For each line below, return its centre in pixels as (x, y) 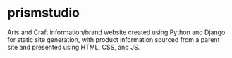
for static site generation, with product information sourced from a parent (114, 39)
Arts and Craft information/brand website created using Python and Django (116, 32)
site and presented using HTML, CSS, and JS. (74, 47)
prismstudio (43, 13)
